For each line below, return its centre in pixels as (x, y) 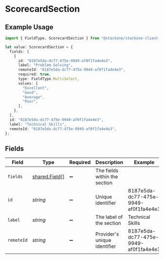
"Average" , (34, 97)
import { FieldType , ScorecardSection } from (52, 38)
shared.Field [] (49, 177)
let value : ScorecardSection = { (39, 47)
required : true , (34, 74)
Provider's (107, 234)
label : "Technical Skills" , (38, 124)
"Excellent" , (36, 88)
